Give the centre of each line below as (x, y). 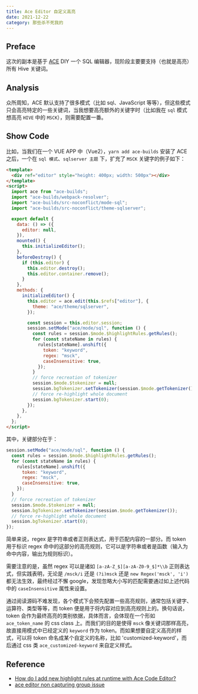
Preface (21, 46)
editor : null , (39, 230)
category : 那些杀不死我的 (35, 22)
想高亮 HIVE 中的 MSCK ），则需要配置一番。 (57, 117)
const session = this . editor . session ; (75, 323)
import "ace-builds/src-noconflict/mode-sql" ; (70, 203)
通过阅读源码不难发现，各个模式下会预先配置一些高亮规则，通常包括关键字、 (99, 601)
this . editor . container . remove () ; (68, 274)
